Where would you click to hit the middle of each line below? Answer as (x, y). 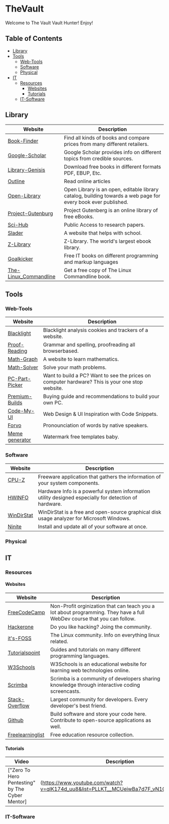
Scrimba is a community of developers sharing (105, 678)
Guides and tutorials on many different (95, 649)
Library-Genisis (26, 170)
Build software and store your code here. (98, 713)
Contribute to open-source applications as (101, 720)
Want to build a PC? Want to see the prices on (97, 375)
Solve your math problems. (75, 367)
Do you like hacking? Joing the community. (101, 627)
